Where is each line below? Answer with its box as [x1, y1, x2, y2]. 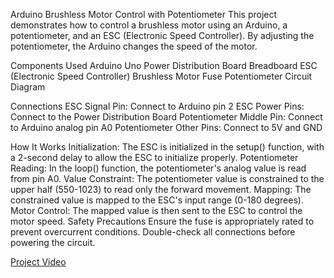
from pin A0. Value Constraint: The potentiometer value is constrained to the [10, 173, 325, 184]
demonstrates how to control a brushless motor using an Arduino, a [10, 19, 288, 31]
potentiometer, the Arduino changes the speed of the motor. [10, 40, 258, 52]
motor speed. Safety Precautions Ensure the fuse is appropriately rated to [10, 215, 315, 227]
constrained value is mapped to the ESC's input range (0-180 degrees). [10, 194, 304, 206]
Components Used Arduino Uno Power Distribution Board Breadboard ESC [10, 60, 318, 71]
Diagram [10, 81, 46, 93]
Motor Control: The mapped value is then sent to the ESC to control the [10, 205, 303, 216]
